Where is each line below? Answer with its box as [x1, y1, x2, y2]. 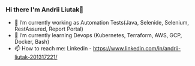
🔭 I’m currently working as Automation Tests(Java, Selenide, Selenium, [14, 19, 190, 26]
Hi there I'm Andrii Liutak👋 [5, 5, 84, 14]
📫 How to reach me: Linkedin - [14, 45, 92, 52]
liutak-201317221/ [14, 53, 58, 61]
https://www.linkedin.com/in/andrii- [93, 45, 181, 52]
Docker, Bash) [14, 38, 49, 46]
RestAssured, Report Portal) [14, 25, 83, 32]
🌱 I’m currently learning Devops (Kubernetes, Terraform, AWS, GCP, [14, 32, 182, 39]
